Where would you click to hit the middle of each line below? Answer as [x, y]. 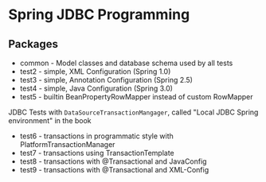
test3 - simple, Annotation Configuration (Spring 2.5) [106, 80]
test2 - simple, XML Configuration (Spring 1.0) [95, 72]
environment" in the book [50, 120]
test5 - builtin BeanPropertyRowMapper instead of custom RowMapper [136, 97]
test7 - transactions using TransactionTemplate [97, 153]
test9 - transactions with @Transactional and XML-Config [114, 170]
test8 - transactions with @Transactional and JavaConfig [113, 161]
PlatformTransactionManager [67, 144]
